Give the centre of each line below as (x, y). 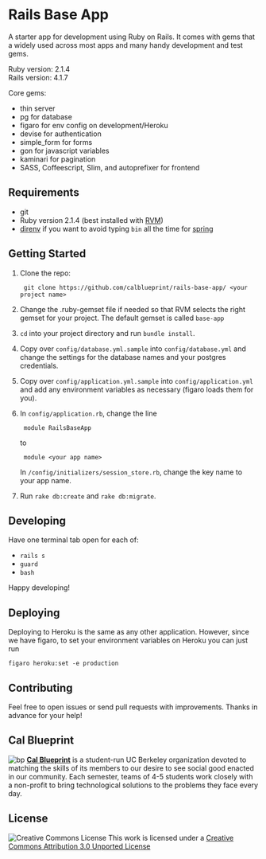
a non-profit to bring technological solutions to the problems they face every (133, 785)
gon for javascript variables (64, 150)
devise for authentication (60, 134)
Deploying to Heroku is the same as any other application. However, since (129, 632)
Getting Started (47, 254)
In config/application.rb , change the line (88, 413)
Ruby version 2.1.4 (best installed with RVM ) (92, 220)
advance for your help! (45, 715)
